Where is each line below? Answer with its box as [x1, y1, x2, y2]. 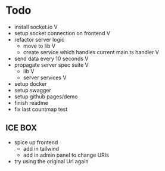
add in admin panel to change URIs [23, 151, 110, 158]
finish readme [14, 99, 48, 106]
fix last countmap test [14, 105, 68, 113]
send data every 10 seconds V [14, 55, 89, 62]
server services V [23, 74, 67, 81]
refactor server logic [14, 36, 65, 43]
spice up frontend [14, 138, 58, 146]
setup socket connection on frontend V [14, 29, 111, 36]
